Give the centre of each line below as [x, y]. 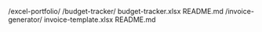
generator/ [25, 20]
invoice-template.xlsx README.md [100, 20]
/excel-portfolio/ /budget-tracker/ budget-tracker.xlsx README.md [116, 11]
